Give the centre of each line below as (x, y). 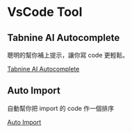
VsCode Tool (45, 12)
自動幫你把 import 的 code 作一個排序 (61, 108)
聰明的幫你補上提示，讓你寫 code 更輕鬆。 (68, 55)
